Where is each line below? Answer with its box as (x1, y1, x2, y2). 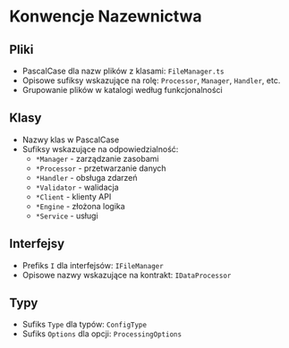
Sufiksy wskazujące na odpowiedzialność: (21, 143, 179, 154)
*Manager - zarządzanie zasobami (35, 153, 159, 164)
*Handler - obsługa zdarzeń (35, 172, 138, 182)
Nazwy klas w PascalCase (21, 134, 120, 145)
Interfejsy (9, 236, 65, 251)
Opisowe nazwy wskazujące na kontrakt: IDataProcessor (21, 269, 232, 280)
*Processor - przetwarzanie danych (35, 163, 167, 174)
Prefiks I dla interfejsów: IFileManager (21, 259, 164, 270)
